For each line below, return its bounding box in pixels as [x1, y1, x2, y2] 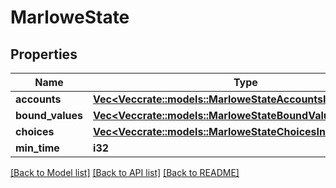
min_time [15, 141, 60, 155]
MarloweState [10, 6, 130, 29]
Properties [10, 46, 78, 63]
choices [15, 125, 55, 138]
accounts [15, 92, 62, 106]
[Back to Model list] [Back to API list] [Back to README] [10, 167, 240, 178]
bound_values [15, 109, 84, 122]
